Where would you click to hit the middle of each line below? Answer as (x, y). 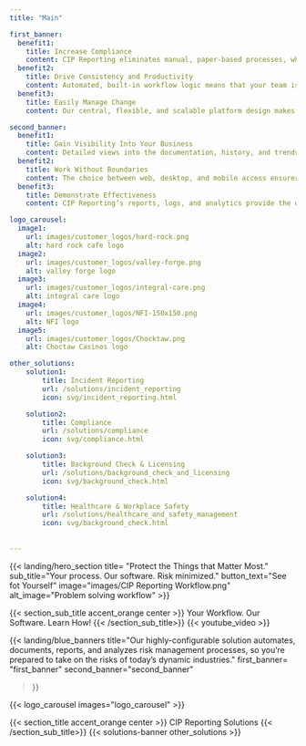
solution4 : (46, 498)
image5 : (32, 330)
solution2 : (46, 414)
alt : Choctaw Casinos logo (77, 347)
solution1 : (46, 372)
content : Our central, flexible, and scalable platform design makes (161, 110)
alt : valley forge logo (71, 271)
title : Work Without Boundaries (87, 170)
